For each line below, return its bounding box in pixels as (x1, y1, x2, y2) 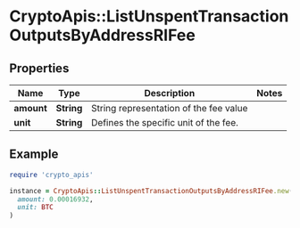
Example (9, 147, 59, 162)
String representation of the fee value (90, 102, 248, 114)
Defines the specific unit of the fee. (90, 117, 239, 128)
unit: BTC (17, 203, 54, 212)
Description (144, 87, 196, 99)
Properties (9, 61, 70, 76)
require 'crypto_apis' (9, 170, 94, 179)
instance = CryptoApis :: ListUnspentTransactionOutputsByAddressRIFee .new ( (9, 186, 294, 195)
